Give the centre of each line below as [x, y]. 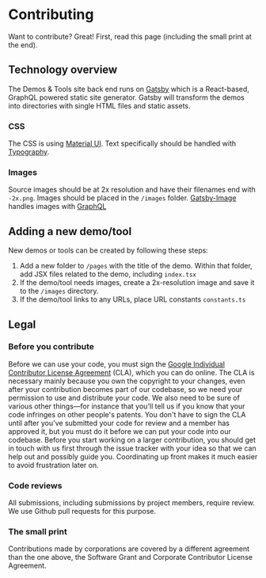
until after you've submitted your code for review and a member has [119, 423]
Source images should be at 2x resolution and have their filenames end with [132, 190]
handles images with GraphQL [57, 207]
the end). [23, 44]
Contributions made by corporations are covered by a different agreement [129, 549]
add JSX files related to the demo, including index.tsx [108, 274]
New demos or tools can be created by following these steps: [108, 250]
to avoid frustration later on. [53, 465]
